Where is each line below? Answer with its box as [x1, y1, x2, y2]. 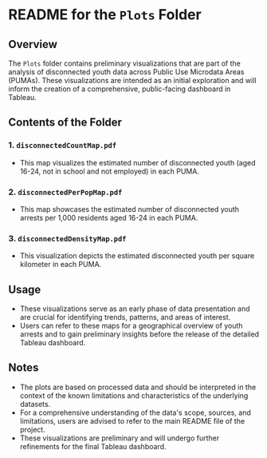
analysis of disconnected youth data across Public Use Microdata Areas [8, 67, 245, 77]
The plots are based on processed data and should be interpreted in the [19, 382, 257, 392]
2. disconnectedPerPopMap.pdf [8, 186, 123, 197]
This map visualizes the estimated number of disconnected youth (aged [19, 157, 256, 167]
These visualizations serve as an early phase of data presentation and [19, 304, 250, 313]
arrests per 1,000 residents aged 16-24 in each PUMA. [19, 213, 198, 222]
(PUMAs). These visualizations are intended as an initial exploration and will [8, 76, 257, 85]
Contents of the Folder [8, 116, 122, 129]
